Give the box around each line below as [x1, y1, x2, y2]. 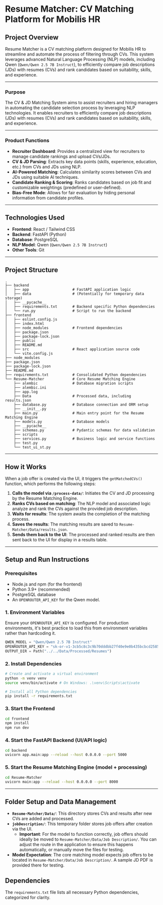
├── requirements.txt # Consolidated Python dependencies [5, 373, 147, 377]
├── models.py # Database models [14, 419, 110, 424]
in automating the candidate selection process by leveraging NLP [5, 105, 135, 111]
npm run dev [5, 725, 29, 730]
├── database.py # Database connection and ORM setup [14, 402, 149, 407]
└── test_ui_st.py [14, 445, 51, 450]
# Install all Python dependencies [5, 689, 77, 694]
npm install [5, 721, 29, 726]
